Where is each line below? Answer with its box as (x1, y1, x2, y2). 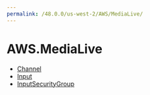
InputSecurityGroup (16, 79, 75, 88)
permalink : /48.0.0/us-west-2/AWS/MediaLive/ (6, 10, 143, 18)
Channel (16, 65, 42, 73)
